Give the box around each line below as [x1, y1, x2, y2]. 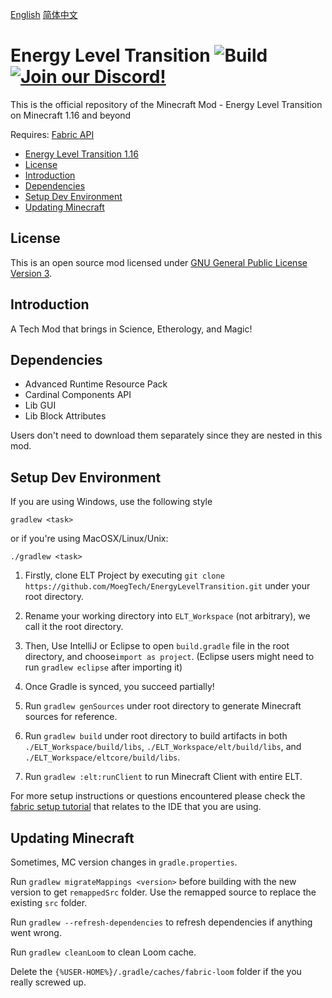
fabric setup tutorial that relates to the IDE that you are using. [10, 801, 262, 813]
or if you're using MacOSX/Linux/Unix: [10, 533, 169, 545]
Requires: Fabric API [10, 128, 95, 140]
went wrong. [10, 927, 62, 938]
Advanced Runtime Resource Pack [24, 378, 168, 390]
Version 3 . [10, 267, 53, 279]
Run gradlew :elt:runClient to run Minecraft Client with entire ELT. [24, 771, 303, 783]
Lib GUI [24, 399, 57, 412]
